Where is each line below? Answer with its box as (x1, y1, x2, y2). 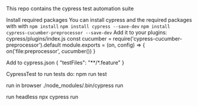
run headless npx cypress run (6, 94, 79, 100)
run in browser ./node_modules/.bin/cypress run (6, 82, 124, 89)
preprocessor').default (6, 41, 61, 48)
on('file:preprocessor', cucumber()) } (6, 48, 96, 55)
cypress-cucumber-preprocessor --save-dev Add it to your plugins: (6, 29, 167, 36)
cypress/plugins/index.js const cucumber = (6, 35, 112, 42)
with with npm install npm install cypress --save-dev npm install (6, 23, 170, 29)
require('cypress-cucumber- (113, 35, 183, 42)
